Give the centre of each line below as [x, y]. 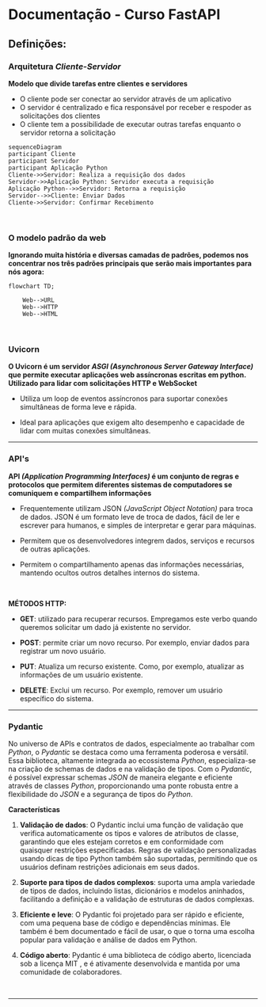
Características [34, 810]
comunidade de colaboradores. [71, 972]
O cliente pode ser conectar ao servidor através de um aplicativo [125, 99]
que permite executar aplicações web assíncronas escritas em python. [127, 375]
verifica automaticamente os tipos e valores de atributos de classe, [129, 833]
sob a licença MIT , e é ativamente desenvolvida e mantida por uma [130, 963]
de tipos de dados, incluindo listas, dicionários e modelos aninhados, [132, 891]
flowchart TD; [32, 287]
